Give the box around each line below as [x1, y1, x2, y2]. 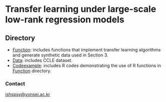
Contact [5, 80, 25, 87]
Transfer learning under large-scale [5, 3, 157, 15]
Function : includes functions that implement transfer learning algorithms [12, 47, 161, 52]
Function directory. [12, 68, 51, 74]
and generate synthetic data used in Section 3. [12, 52, 109, 58]
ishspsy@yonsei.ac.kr [5, 92, 50, 98]
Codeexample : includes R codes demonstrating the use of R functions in [12, 63, 161, 68]
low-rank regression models [5, 14, 125, 25]
